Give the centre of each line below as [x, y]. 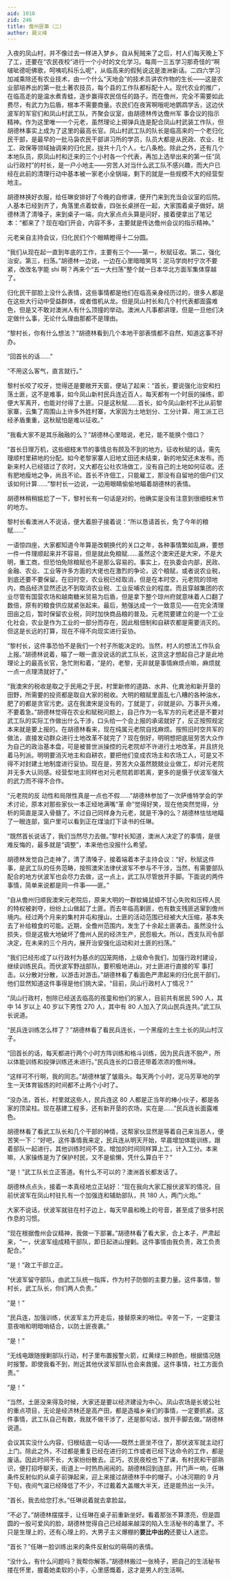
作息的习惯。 [25, 1219]
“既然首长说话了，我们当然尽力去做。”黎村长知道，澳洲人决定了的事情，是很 [114, 836]
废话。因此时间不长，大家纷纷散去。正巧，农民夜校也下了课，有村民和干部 [112, 1460]
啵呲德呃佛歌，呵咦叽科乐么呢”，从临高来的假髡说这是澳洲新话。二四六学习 [114, 70]
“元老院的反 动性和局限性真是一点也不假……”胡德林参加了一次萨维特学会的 [112, 796]
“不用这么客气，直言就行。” [45, 371]
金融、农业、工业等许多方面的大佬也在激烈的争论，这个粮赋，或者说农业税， [115, 571]
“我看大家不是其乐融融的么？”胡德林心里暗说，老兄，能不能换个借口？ [106, 435]
